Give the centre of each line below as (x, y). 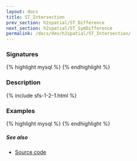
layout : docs (22, 12)
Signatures (22, 54)
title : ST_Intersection (36, 17)
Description (23, 82)
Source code (30, 152)
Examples (21, 111)
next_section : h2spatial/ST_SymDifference (59, 28)
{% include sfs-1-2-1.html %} (42, 95)
